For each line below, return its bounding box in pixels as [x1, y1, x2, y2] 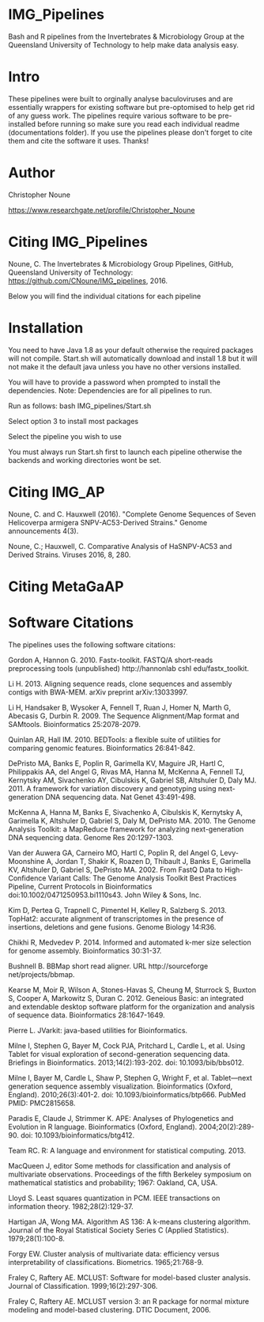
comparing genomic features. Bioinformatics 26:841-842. [8, 743, 195, 752]
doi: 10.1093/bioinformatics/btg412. [21, 1130, 135, 1140]
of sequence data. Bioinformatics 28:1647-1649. [8, 1010, 165, 1020]
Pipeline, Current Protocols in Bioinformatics [8, 881, 153, 891]
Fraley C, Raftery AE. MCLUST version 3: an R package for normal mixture [8, 1296, 250, 1306]
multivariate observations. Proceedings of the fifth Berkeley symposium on [8, 1169, 251, 1179]
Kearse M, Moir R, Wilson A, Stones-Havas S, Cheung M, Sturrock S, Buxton [8, 985, 257, 994]
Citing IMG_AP [8, 483, 105, 501]
